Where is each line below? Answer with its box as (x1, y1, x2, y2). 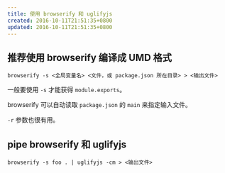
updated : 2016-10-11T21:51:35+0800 (7, 23, 113, 30)
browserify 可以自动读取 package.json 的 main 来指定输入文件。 (7, 101, 192, 109)
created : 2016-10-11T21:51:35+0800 (7, 17, 113, 24)
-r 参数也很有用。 (7, 116, 60, 124)
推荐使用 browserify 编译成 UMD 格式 (7, 51, 172, 64)
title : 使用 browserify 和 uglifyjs (7, 10, 113, 18)
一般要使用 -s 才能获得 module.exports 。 (7, 86, 126, 94)
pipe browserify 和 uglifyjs (7, 138, 127, 150)
